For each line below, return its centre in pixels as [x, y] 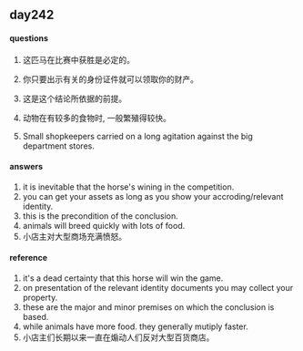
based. [35, 317]
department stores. [59, 146]
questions [29, 38]
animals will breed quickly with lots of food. [104, 225]
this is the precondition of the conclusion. [101, 216]
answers [26, 167]
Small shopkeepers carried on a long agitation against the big [137, 136]
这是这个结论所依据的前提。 [75, 98]
